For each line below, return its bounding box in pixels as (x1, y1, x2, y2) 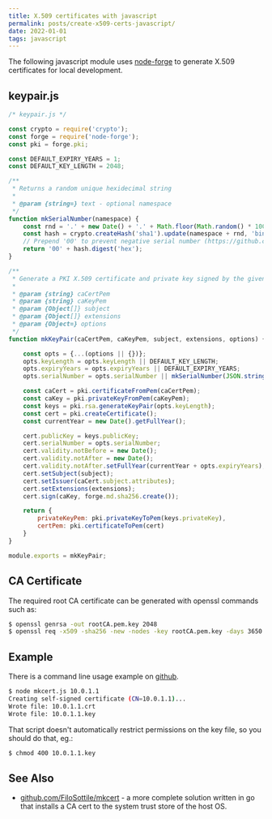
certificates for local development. (8, 66, 123, 75)
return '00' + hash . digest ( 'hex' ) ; (23, 245, 143, 253)
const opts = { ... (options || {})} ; (23, 350, 147, 358)
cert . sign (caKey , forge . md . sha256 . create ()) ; (23, 492, 180, 500)
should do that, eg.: (8, 733, 74, 743)
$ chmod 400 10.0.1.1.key (8, 748, 96, 757)
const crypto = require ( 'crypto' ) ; (8, 125, 129, 133)
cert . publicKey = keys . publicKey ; (23, 432, 139, 440)
